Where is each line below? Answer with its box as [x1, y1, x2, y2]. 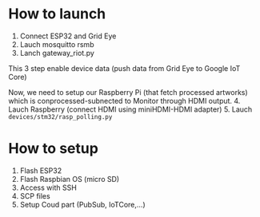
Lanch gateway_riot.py [19, 48, 94, 57]
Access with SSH [19, 183, 78, 192]
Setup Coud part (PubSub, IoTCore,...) [19, 199, 146, 209]
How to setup [8, 140, 98, 158]
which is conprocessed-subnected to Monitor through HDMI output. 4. [8, 96, 241, 105]
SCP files [19, 191, 50, 200]
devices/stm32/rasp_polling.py [8, 112, 113, 120]
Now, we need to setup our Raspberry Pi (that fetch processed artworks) [8, 87, 248, 97]
